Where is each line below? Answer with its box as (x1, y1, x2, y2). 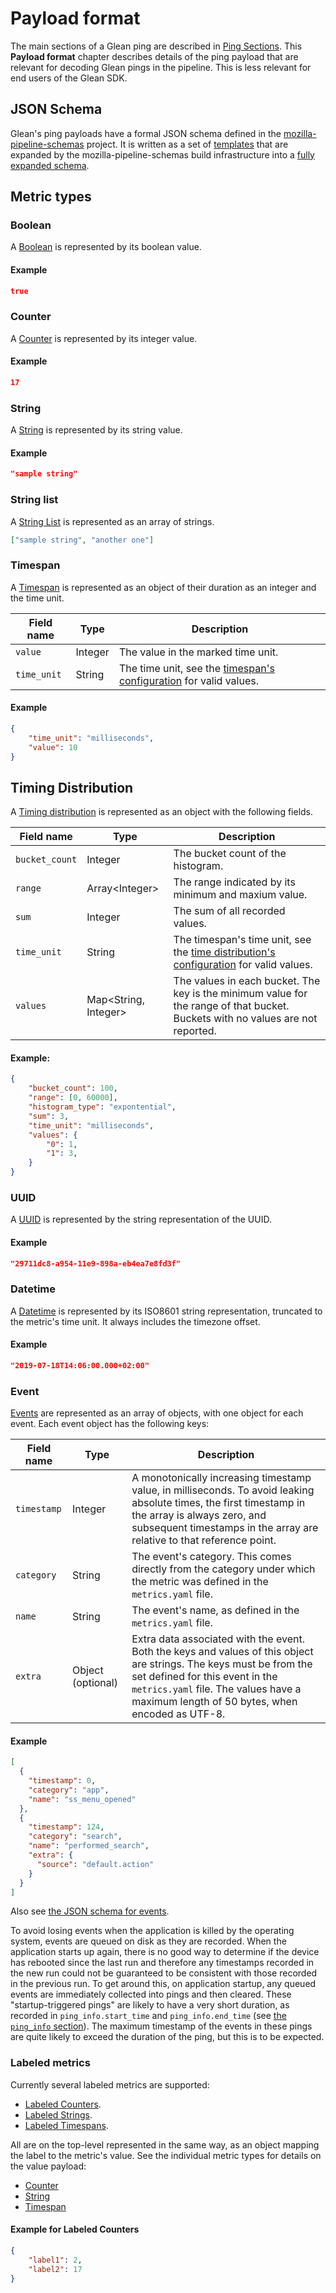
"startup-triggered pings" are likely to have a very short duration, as (10, 1999, 290, 2011)
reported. (173, 1024, 217, 1038)
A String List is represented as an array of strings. (10, 515, 215, 527)
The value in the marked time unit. (118, 645, 279, 659)
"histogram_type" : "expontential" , (28, 1102, 177, 1112)
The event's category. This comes (131, 1550, 292, 1564)
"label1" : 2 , (28, 2255, 83, 2265)
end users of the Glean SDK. (10, 72, 128, 84)
